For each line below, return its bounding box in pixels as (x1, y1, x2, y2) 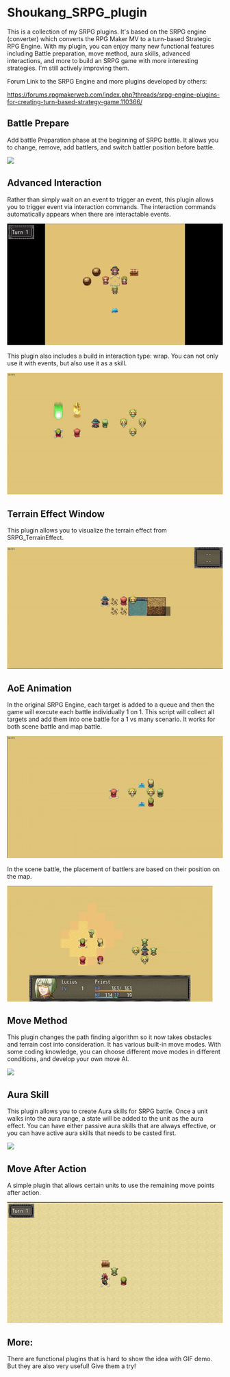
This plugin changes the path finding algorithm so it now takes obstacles (7, 1033, 212, 1041)
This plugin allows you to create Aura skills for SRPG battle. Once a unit (7, 1107, 208, 1115)
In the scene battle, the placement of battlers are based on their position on (7, 865, 220, 873)
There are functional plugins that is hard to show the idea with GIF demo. (7, 1355, 213, 1363)
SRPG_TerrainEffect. (7, 533, 64, 542)
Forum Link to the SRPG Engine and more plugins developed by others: (7, 77, 207, 85)
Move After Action (7, 1163, 87, 1175)
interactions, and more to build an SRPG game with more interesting (7, 56, 199, 64)
